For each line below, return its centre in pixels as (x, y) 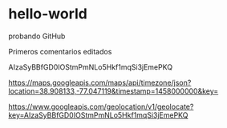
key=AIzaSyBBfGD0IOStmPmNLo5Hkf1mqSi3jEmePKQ (98, 115)
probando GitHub (37, 36)
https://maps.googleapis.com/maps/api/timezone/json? (100, 82)
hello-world (48, 14)
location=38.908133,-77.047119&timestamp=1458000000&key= (113, 91)
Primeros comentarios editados (60, 51)
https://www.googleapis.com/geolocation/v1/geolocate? (101, 106)
